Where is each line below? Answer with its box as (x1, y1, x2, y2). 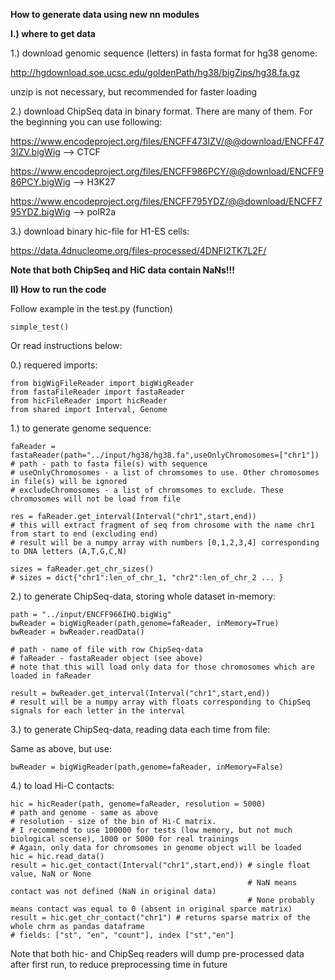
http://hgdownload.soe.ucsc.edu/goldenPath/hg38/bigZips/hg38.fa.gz (10, 67, 301, 78)
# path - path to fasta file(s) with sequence (10, 459, 208, 469)
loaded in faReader (10, 671, 92, 681)
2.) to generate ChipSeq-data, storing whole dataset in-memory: (10, 590, 276, 602)
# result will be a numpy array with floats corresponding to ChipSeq (10, 697, 311, 707)
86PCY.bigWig (10, 176, 71, 188)
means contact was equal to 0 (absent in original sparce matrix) (10, 904, 293, 914)
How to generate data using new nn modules (10, 9, 200, 20)
